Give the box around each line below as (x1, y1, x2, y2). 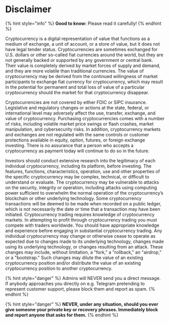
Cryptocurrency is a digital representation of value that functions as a (5, 35, 150, 42)
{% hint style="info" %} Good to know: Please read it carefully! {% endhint (5, 20, 161, 26)
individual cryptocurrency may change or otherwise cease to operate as (5, 233, 156, 239)
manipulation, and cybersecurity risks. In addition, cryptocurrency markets (5, 126, 161, 132)
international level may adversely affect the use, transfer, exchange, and (5, 110, 156, 116)
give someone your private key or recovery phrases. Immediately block (5, 306, 158, 312)
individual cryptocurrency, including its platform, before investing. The (5, 163, 152, 169)
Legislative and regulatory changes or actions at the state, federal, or (5, 104, 149, 111)
